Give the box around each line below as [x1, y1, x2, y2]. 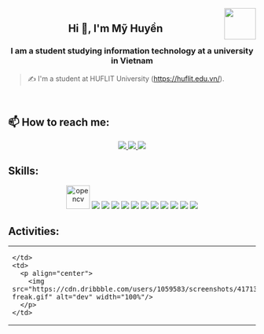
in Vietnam [111, 55, 153, 66]
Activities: [8, 224, 60, 238]
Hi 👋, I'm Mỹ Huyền [68, 22, 163, 35]
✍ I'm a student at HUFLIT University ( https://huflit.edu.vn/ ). [27, 74, 225, 83]
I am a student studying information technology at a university [10, 46, 254, 57]
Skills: [8, 164, 39, 178]
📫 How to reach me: [8, 116, 110, 129]
